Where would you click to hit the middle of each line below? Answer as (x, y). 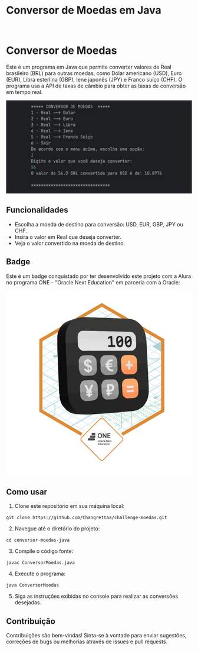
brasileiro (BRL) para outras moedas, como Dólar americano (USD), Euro (94, 73)
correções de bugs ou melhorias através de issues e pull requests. (87, 642)
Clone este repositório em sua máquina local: (70, 506)
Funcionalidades (37, 210)
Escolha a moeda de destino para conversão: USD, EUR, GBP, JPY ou (99, 224)
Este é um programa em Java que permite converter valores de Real (89, 67)
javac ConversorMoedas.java (41, 563)
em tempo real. (24, 92)
